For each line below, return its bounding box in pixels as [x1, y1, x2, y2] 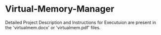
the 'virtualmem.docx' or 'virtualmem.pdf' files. [5, 24, 101, 30]
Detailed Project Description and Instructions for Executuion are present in [5, 19, 157, 25]
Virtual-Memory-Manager [5, 3, 115, 15]
